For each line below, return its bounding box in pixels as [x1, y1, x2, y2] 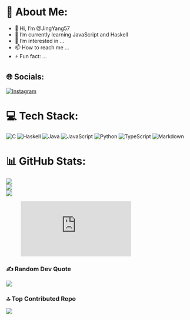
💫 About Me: [6, 5, 68, 19]
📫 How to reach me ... [14, 44, 69, 51]
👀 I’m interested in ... [14, 37, 65, 44]
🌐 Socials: [6, 72, 45, 82]
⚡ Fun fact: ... [14, 52, 47, 59]
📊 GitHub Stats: [6, 154, 86, 168]
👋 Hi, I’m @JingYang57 [14, 25, 71, 32]
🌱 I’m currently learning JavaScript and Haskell [14, 31, 128, 38]
